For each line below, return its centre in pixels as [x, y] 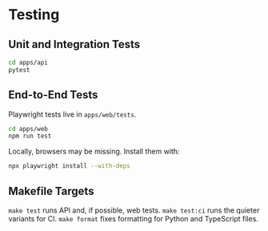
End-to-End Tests [53, 95]
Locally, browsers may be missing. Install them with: [94, 151]
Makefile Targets [51, 191]
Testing [34, 15]
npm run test [30, 136]
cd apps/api [28, 62]
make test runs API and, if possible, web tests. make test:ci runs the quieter [134, 210]
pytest [19, 70]
